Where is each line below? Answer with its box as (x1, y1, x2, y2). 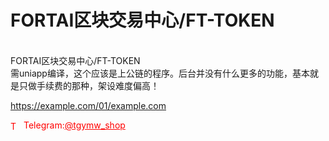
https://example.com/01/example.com (10, 99, 167, 111)
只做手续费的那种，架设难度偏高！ (18, 79, 160, 91)
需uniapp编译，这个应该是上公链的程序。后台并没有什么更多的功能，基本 (10, 67, 310, 79)
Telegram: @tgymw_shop (23, 119, 126, 131)
